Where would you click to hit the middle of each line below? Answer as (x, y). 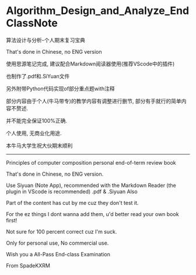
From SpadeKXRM (28, 265)
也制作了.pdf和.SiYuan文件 (38, 76)
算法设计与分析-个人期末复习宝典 (46, 40)
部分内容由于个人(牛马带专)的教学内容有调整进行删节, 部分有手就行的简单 (94, 101)
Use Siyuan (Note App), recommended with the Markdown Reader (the (91, 185)
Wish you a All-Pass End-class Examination (58, 254)
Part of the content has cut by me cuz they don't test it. (72, 203)
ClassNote (32, 23)
